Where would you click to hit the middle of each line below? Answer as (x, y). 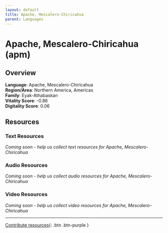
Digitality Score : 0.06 (27, 106)
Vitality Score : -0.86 (26, 101)
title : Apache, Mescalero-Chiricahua (44, 14)
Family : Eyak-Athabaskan (32, 95)
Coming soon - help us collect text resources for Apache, (64, 147)
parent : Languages (24, 19)
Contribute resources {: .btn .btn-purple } (47, 225)
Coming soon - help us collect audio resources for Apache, (66, 176)
